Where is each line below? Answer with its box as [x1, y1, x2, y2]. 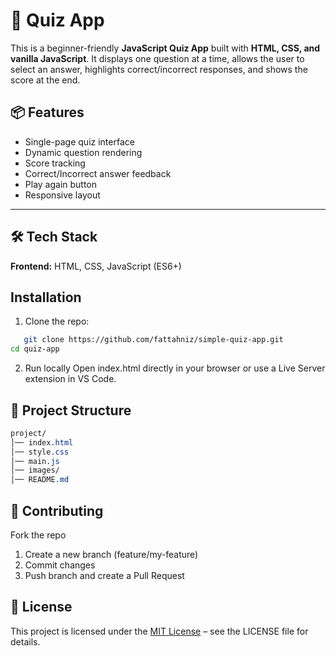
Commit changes [24, 559, 96, 571]
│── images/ [10, 465, 60, 476]
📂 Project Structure [10, 402, 132, 419]
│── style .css [10, 447, 70, 457]
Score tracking [24, 157, 86, 169]
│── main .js [10, 456, 60, 466]
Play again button [24, 178, 98, 190]
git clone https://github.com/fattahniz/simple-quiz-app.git [23, 335, 284, 345]
